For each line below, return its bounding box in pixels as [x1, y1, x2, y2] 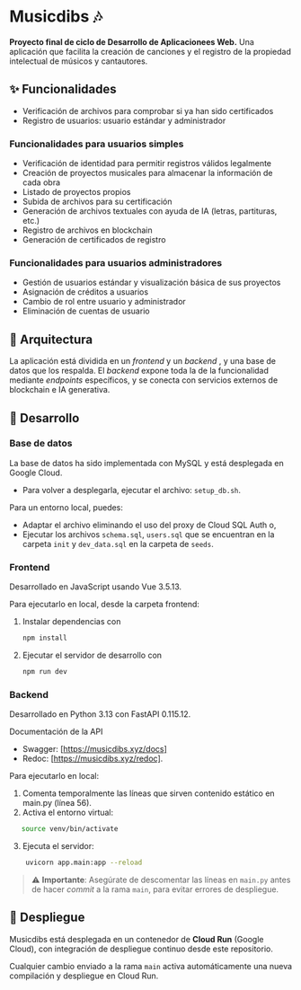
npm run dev [22, 667, 67, 676]
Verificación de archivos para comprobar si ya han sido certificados [22, 105, 274, 116]
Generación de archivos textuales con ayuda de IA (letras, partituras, [22, 206, 278, 217]
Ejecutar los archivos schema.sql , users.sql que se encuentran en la [22, 528, 275, 540]
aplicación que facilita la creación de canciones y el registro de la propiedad [9, 46, 292, 57]
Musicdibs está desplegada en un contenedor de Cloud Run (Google [9, 933, 264, 944]
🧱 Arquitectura [9, 331, 93, 347]
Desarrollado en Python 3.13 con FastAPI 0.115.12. [9, 709, 191, 720]
